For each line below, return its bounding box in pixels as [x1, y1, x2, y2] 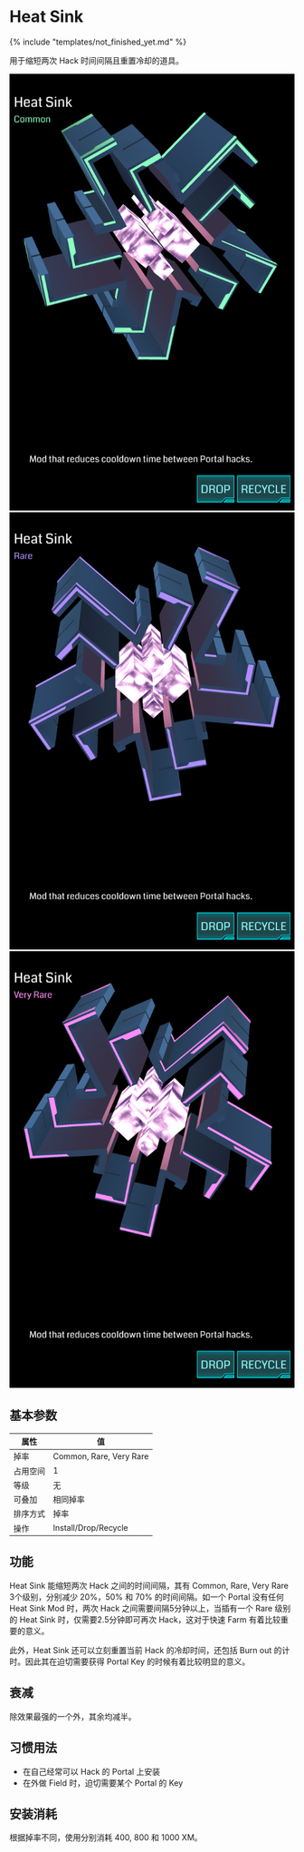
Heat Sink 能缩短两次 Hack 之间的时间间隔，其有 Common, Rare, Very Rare [9, 1580, 290, 1591]
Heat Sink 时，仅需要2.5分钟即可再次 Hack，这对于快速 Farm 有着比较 [19, 1613, 281, 1625]
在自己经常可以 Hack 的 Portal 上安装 [22, 1766, 161, 1777]
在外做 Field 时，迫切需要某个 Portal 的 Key [22, 1777, 184, 1788]
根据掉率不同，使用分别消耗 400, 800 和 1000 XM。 [9, 1832, 203, 1843]
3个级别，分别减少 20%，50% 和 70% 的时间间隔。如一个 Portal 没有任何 [9, 1591, 285, 1602]
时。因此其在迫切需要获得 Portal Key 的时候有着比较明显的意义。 [9, 1656, 251, 1667]
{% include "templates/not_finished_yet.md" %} [9, 36, 187, 47]
